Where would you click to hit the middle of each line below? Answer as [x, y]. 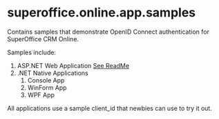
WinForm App [47, 87]
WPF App [41, 95]
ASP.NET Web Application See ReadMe [73, 65]
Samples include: [32, 52]
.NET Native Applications [53, 73]
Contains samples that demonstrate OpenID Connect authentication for [108, 32]
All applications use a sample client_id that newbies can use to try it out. [109, 108]
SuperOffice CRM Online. [43, 39]
